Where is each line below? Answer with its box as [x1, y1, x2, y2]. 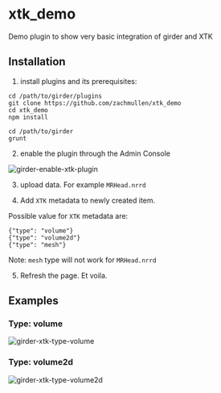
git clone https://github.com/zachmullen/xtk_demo [8, 98, 182, 107]
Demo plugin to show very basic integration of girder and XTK [8, 31, 213, 41]
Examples [8, 294, 59, 307]
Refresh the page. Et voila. [19, 270, 108, 280]
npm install [8, 113, 48, 121]
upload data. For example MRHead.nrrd [19, 179, 146, 190]
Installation [8, 55, 66, 69]
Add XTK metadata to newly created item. [19, 195, 156, 205]
